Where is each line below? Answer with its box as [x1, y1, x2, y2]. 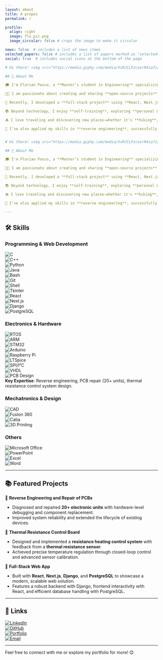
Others [5, 434, 22, 440]
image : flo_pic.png [9, 34, 49, 39]
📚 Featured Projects [5, 479, 68, 488]
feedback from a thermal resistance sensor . [12, 543, 102, 549]
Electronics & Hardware [5, 321, 62, 327]
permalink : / [5, 16, 32, 21]
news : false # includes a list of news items [5, 47, 101, 52]
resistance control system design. [5, 383, 73, 389]
